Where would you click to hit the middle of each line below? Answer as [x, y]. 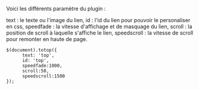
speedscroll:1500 [43, 76]
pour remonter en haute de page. [47, 39]
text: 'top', [38, 55]
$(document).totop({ [32, 50]
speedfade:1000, [42, 66]
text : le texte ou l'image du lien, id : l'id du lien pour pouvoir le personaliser [98, 20]
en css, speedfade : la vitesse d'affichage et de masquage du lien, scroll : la [99, 27]
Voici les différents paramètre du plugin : [56, 9]
